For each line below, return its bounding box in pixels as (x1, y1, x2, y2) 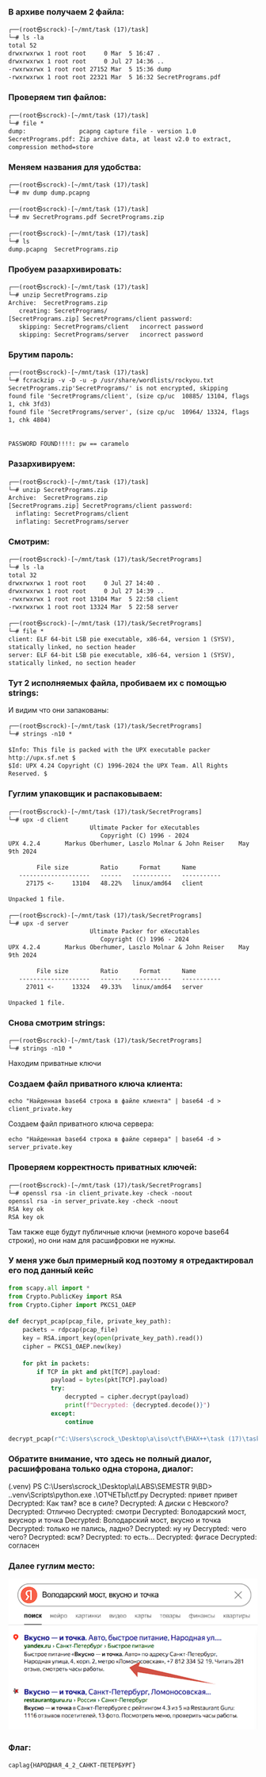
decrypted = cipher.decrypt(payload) (64, 1393, 190, 1401)
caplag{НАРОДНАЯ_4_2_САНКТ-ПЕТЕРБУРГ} (8, 1761, 136, 1769)
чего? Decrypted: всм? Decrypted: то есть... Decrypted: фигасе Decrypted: (8, 1532, 257, 1541)
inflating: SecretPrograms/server (15, 517, 129, 525)
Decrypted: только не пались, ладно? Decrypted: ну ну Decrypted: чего (8, 1523, 247, 1533)
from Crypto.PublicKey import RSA (8, 1292, 123, 1300)
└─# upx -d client (8, 816, 69, 824)
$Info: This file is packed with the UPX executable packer (8, 746, 211, 754)
